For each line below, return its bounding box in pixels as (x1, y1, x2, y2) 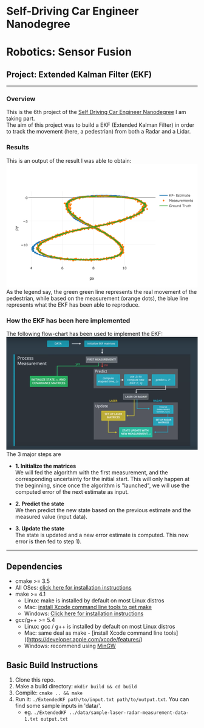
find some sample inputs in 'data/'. (15, 702, 101, 709)
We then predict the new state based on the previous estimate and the (15, 507, 191, 514)
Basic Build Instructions (6, 660, 98, 670)
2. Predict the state (15, 500, 65, 507)
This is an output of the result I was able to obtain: (6, 157, 132, 164)
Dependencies (6, 561, 63, 571)
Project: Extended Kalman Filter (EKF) (6, 69, 152, 80)
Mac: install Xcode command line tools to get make (24, 604, 152, 611)
